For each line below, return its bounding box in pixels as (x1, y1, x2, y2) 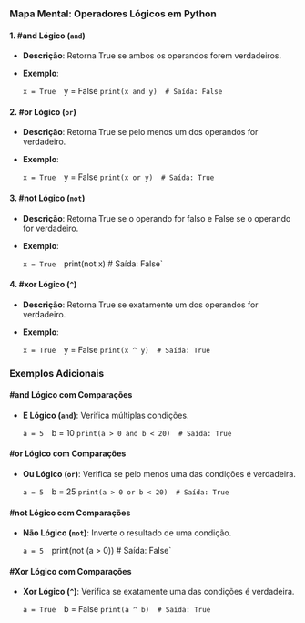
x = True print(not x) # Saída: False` (22, 258, 164, 269)
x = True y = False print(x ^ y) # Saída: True (22, 344, 211, 355)
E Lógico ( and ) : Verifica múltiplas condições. (22, 410, 189, 421)
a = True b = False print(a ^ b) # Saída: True (22, 604, 211, 615)
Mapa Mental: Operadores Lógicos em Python (9, 7, 217, 20)
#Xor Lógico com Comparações (9, 566, 132, 576)
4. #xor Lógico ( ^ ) (9, 279, 77, 290)
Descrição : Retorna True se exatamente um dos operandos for (22, 299, 259, 310)
